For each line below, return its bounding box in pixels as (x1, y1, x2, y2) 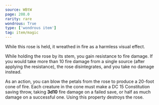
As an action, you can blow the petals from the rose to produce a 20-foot (5, 78, 155, 84)
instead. (5, 69, 22, 74)
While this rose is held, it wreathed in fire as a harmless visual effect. (5, 44, 145, 49)
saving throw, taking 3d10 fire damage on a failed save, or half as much (5, 89, 151, 95)
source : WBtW (5, 7, 32, 12)
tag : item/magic (5, 30, 39, 35)
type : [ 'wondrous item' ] (5, 26, 56, 31)
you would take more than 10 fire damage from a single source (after (5, 59, 145, 64)
